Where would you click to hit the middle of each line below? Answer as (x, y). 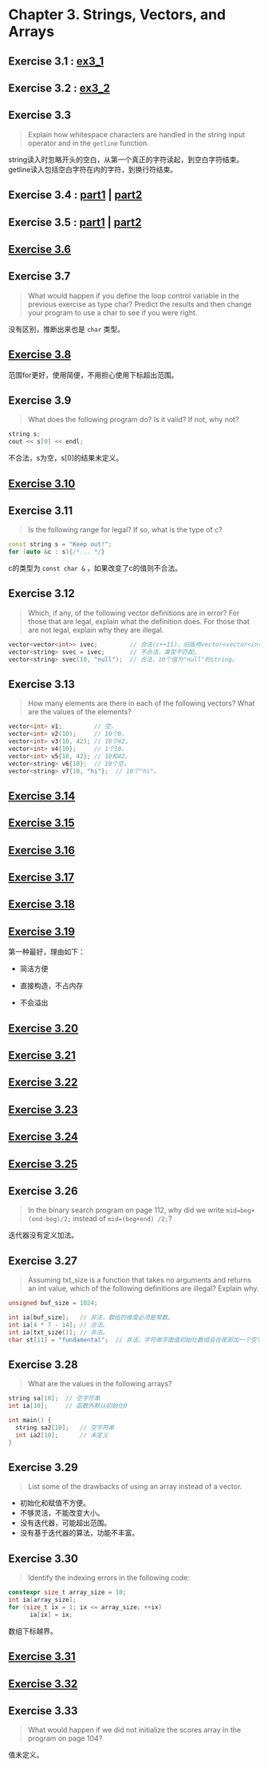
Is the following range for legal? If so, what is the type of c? (125, 530)
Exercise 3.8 (40, 355)
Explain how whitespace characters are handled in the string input (136, 134)
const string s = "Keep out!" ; (60, 544)
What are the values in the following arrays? (100, 1384)
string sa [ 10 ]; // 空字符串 (54, 1398)
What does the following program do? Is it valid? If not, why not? (133, 420)
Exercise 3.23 (43, 1110)
